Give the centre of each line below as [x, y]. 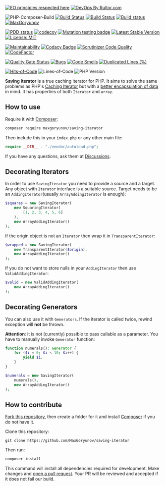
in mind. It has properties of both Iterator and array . [59, 91]
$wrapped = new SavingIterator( [38, 245]
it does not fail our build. [30, 479]
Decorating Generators [41, 307]
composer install [23, 459]
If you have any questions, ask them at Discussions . [58, 156]
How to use [23, 107]
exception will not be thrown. [35, 324]
